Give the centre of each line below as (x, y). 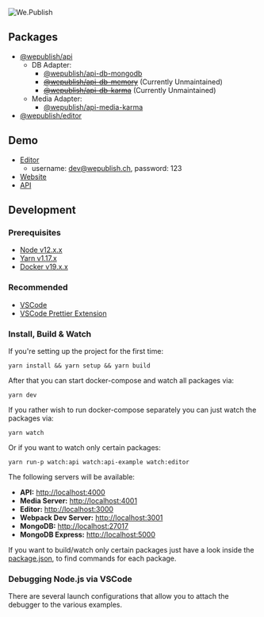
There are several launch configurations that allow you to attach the (119, 596)
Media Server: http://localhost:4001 (78, 500)
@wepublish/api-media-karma (93, 107)
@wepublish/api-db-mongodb (93, 73)
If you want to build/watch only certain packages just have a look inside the (132, 549)
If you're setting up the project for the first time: (86, 351)
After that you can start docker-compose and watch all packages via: (121, 380)
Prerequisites (34, 232)
